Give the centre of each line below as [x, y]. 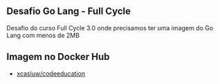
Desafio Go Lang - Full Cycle [69, 11]
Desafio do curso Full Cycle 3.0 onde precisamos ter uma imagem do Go [110, 28]
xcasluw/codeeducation [51, 73]
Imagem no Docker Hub [58, 57]
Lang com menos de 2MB [43, 35]
